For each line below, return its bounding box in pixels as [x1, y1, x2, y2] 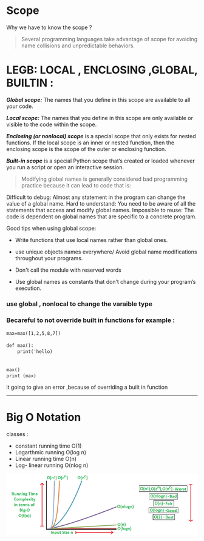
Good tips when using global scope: [6, 224, 97, 232]
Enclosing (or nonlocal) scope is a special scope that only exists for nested [6, 132, 196, 139]
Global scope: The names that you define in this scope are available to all [6, 96, 191, 103]
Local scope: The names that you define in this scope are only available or [6, 114, 193, 121]
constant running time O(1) [15, 442, 82, 449]
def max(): [6, 343, 34, 349]
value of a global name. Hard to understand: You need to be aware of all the [6, 200, 196, 207]
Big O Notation [6, 411, 81, 425]
